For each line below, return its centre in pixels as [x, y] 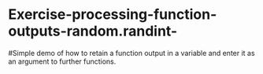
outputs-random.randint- [93, 31]
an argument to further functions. [62, 61]
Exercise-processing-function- [113, 15]
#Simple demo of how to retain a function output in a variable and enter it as [131, 53]
